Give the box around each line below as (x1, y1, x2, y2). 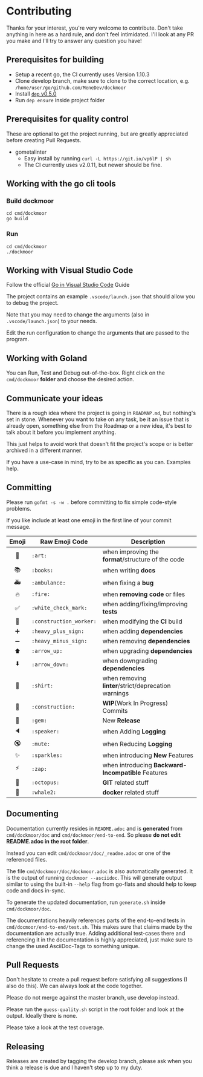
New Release (102, 716, 141, 724)
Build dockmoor (6, 197, 54, 205)
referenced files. (6, 856, 47, 863)
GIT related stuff (102, 778, 149, 787)
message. (6, 523, 31, 530)
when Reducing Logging (102, 740, 173, 748)
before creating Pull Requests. (6, 136, 82, 143)
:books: (31, 567, 54, 574)
